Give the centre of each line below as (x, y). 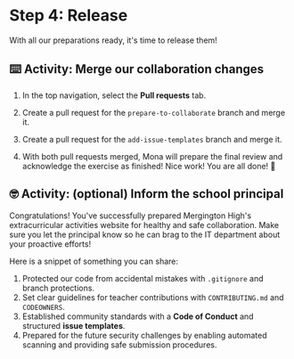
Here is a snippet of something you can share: (94, 261)
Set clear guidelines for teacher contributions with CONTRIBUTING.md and (153, 297)
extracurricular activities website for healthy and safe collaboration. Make (144, 224)
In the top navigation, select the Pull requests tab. (114, 95)
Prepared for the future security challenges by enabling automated (144, 335)
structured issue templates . (73, 325)
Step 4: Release (69, 16)
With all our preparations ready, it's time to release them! (114, 40)
